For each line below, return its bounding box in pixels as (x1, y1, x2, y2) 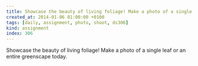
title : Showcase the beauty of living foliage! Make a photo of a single (6, 8, 193, 15)
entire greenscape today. (6, 53, 68, 60)
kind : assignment (6, 25, 49, 31)
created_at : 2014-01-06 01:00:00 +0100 (6, 14, 105, 20)
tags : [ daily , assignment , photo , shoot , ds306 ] (6, 19, 129, 25)
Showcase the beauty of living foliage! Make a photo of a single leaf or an (6, 47, 186, 54)
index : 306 (6, 31, 33, 37)
